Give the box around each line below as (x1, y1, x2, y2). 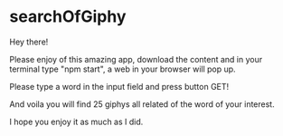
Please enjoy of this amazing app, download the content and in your (9, 53, 263, 64)
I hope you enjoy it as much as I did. (9, 116, 144, 127)
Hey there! (9, 36, 49, 47)
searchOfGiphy (9, 6, 127, 27)
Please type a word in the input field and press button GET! (9, 81, 230, 92)
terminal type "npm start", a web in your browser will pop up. (9, 63, 237, 74)
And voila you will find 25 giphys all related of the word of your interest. (9, 98, 275, 110)
